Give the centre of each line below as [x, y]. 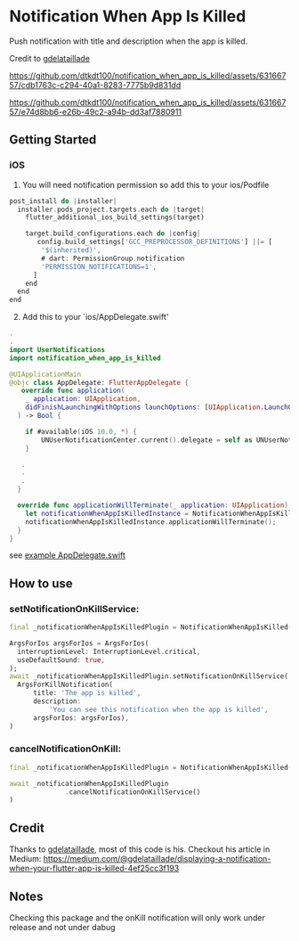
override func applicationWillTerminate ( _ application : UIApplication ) [153, 505]
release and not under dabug [62, 927]
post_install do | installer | [63, 201]
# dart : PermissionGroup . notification [113, 258]
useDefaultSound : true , [61, 660]
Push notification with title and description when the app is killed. [129, 41]
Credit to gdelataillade [50, 58]
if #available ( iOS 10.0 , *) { [81, 431]
